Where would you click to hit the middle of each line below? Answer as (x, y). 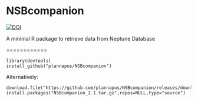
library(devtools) (29, 61)
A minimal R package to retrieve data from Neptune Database (80, 38)
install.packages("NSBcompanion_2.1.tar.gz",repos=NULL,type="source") (96, 93)
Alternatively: (22, 77)
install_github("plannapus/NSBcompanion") (59, 66)
